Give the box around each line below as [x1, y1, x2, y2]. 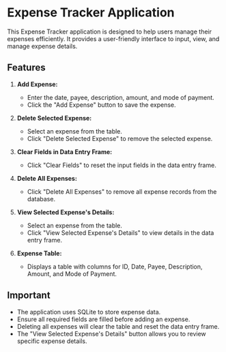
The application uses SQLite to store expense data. [16, 307, 161, 316]
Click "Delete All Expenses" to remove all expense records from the [27, 187, 217, 196]
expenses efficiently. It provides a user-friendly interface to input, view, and [7, 34, 220, 42]
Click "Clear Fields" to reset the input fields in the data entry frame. [27, 161, 216, 169]
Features [7, 62, 46, 73]
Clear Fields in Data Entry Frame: [16, 147, 113, 155]
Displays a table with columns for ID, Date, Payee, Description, [27, 262, 203, 271]
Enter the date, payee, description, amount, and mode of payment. [27, 93, 215, 101]
